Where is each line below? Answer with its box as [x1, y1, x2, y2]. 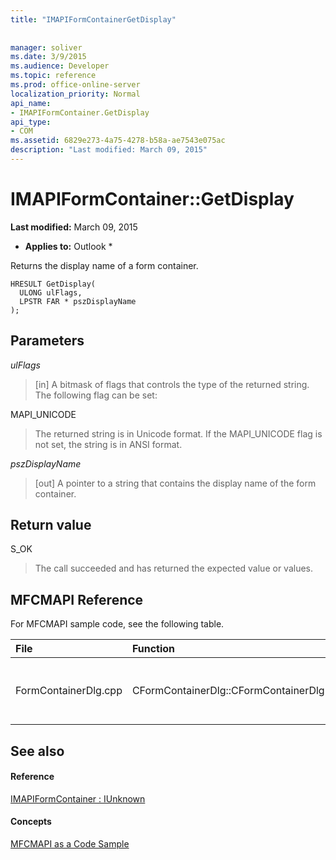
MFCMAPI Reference [10, 591, 144, 608]
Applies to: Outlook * [24, 240, 113, 252]
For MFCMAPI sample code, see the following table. [10, 618, 225, 630]
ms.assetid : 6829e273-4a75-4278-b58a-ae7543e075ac [10, 136, 226, 146]
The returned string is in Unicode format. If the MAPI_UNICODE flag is [34, 427, 323, 440]
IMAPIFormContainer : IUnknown [10, 792, 146, 805]
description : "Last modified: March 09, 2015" [10, 145, 208, 155]
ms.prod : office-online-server [10, 80, 141, 90]
